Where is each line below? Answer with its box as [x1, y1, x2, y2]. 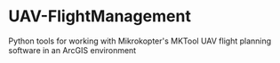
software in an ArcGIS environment [8, 44, 137, 55]
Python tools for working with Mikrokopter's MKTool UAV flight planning [8, 35, 272, 46]
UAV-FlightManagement [8, 6, 192, 27]
